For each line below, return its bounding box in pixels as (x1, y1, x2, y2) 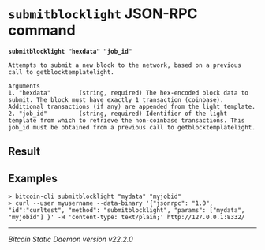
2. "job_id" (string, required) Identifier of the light (8, 110, 227, 118)
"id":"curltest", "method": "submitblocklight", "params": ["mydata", (8, 207, 245, 215)
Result (8, 145, 41, 159)
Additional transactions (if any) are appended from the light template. (8, 103, 256, 110)
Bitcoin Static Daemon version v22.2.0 (8, 234, 133, 244)
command (8, 21, 77, 39)
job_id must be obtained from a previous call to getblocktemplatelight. (8, 123, 256, 131)
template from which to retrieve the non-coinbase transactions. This (8, 116, 245, 125)
